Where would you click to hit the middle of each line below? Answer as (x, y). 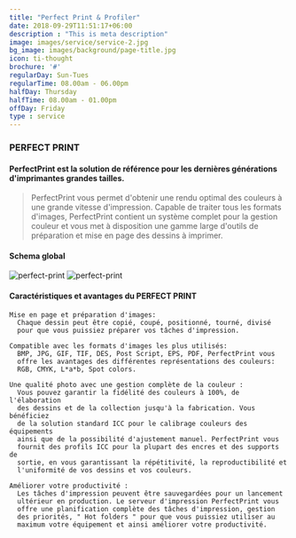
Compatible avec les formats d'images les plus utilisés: (118, 346)
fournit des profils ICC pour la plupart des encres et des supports (148, 447)
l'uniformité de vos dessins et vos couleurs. (105, 470)
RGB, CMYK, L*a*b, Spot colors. (77, 369)
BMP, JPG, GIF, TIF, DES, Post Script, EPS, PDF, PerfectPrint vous (146, 353)
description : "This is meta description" (89, 34)
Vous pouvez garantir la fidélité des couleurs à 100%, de (129, 392)
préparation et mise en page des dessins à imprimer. (127, 235)
